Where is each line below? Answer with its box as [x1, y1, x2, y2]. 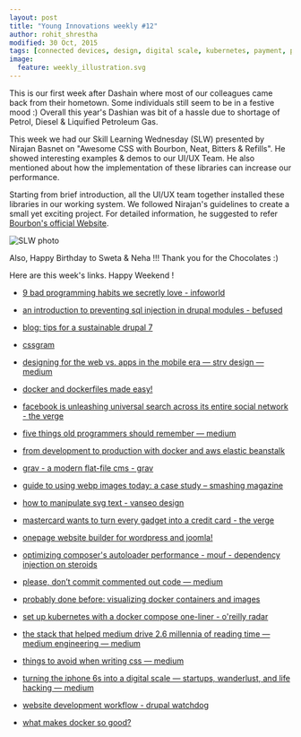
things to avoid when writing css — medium [21, 655, 185, 666]
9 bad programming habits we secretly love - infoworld [21, 287, 226, 298]
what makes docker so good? [21, 716, 132, 727]
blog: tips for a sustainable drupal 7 [21, 322, 153, 333]
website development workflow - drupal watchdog [21, 699, 209, 710]
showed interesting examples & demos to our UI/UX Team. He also [9, 152, 255, 163]
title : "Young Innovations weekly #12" [9, 22, 159, 30]
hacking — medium [21, 682, 94, 693]
